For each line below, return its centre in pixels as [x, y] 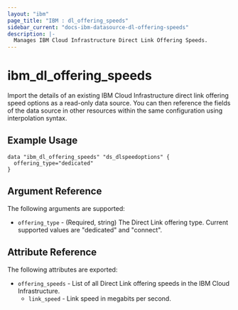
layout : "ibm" [28, 14]
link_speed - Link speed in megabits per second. [100, 298]
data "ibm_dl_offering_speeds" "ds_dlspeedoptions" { [89, 157]
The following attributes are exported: [63, 269]
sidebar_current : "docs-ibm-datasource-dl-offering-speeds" [98, 27]
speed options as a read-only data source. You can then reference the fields [119, 103]
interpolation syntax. [37, 118]
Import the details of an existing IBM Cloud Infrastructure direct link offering [118, 95]
